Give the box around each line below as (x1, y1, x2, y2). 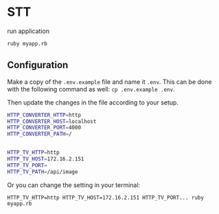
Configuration (7, 59, 69, 71)
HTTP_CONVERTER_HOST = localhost (7, 118, 97, 125)
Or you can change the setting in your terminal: (7, 180, 141, 189)
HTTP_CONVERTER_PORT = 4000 (7, 125, 81, 131)
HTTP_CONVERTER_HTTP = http (7, 111, 81, 118)
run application (7, 27, 50, 35)
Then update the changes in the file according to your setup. (7, 98, 178, 107)
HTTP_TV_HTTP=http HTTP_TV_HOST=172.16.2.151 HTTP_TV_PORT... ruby (7, 194, 205, 201)
